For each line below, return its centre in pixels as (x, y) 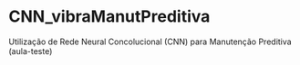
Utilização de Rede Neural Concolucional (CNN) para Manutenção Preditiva (150, 42)
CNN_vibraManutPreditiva (109, 17)
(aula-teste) (31, 51)
